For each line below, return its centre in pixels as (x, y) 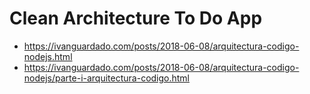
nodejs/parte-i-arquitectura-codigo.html (107, 78)
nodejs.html (48, 56)
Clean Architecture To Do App (136, 18)
